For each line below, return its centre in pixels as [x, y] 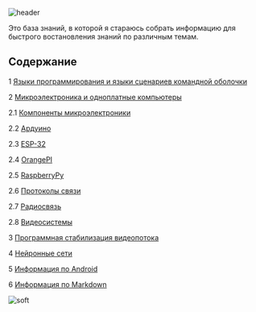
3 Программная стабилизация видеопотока [84, 237]
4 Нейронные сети [40, 253]
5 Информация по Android [53, 268]
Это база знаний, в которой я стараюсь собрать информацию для [122, 28]
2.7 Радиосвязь [35, 206]
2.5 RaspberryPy [36, 175]
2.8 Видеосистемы [41, 222]
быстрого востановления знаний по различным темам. [103, 37]
